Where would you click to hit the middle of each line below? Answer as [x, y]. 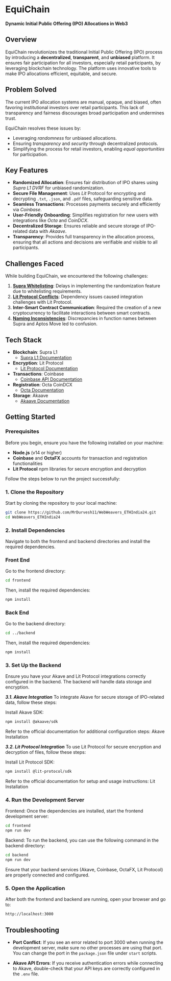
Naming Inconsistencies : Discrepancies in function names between [84, 318]
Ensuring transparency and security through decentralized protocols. [85, 143]
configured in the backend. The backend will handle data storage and [78, 682]
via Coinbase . [27, 210]
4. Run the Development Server [45, 800]
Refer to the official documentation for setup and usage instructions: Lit [80, 781]
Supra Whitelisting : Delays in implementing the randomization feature [87, 286]
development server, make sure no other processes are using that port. [87, 947]
